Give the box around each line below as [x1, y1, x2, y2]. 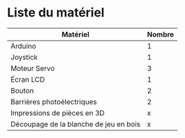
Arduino [10, 41, 36, 51]
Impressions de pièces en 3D [10, 108, 105, 117]
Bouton [10, 86, 34, 95]
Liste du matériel [7, 5, 105, 21]
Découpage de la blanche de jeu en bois [10, 119, 141, 128]
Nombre [146, 30, 174, 39]
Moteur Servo [10, 63, 55, 73]
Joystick [10, 52, 38, 62]
